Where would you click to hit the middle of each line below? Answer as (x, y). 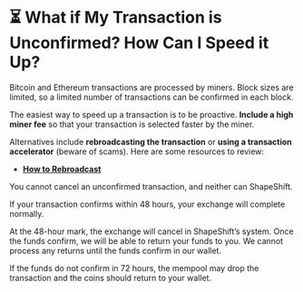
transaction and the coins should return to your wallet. (110, 277)
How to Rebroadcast (62, 169)
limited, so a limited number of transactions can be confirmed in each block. (151, 97)
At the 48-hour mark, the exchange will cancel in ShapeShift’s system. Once (151, 231)
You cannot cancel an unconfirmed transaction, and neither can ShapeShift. (151, 186)
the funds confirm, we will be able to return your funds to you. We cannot (147, 240)
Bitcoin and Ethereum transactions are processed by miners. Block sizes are (151, 87)
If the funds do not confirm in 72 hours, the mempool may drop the (134, 268)
